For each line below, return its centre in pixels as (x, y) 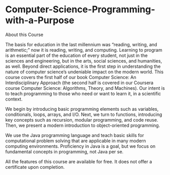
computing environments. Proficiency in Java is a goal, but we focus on (80, 146)
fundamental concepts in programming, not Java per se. (64, 151)
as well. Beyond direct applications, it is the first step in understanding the (83, 66)
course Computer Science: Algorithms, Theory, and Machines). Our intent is (85, 88)
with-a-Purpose (40, 20)
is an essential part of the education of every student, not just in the (77, 55)
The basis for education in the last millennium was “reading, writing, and (81, 44)
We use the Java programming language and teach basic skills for (75, 135)
